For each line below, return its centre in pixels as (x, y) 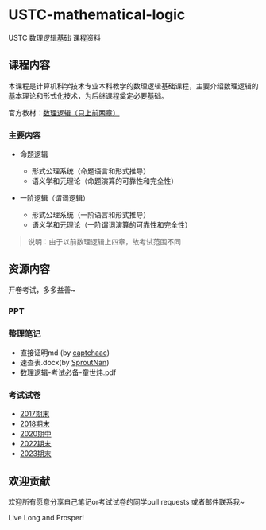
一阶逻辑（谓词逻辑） (54, 198)
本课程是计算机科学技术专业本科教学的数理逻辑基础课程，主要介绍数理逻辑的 (133, 86)
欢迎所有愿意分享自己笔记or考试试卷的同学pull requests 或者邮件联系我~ (126, 502)
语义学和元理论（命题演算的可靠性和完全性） (105, 181)
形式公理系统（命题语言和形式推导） (91, 171)
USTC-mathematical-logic (97, 15)
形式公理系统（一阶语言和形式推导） (91, 215)
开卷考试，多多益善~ (42, 290)
